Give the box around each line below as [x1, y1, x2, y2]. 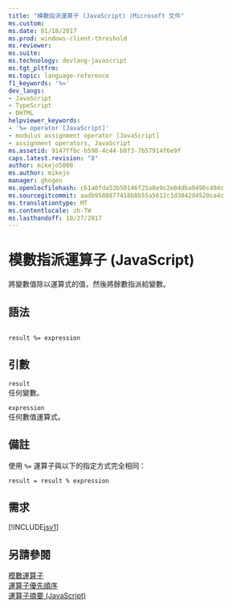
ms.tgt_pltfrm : [8, 64, 59, 72]
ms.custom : [8, 19, 45, 27]
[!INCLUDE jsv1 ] [8, 523, 59, 532]
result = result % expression [8, 477, 110, 485]
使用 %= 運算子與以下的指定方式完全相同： [8, 461, 147, 470]
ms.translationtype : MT [8, 199, 88, 207]
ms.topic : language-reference [8, 72, 110, 80]
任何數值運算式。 [8, 412, 65, 421]
